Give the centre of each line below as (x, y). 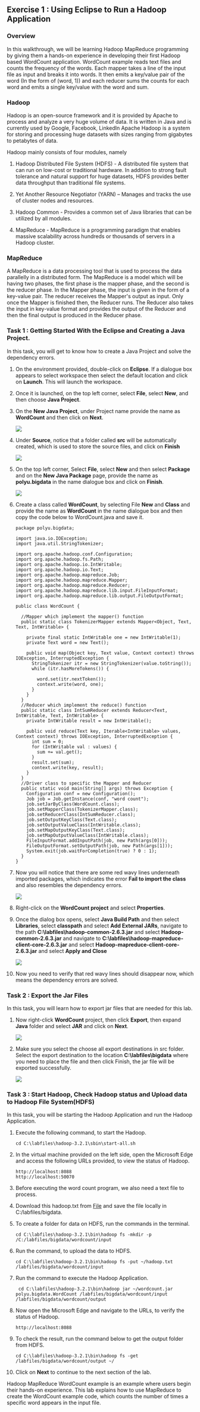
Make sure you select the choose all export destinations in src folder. (100, 1049)
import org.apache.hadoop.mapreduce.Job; (67, 575)
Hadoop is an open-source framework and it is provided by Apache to (93, 115)
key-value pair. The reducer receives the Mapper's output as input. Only (95, 296)
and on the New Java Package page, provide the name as (87, 475)
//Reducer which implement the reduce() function (84, 705)
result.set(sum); (53, 762)
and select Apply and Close (73, 951)
